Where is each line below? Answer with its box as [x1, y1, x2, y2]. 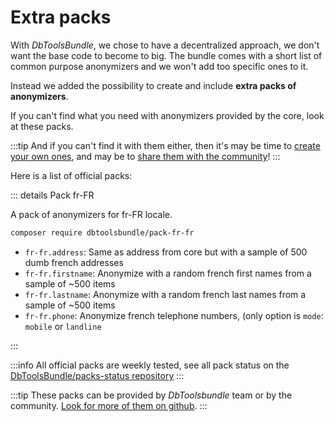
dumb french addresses [24, 256, 124, 268]
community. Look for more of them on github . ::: [10, 399, 208, 411]
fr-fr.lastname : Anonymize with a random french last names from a [24, 288, 307, 300]
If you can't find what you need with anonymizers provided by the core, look [10, 109, 325, 121]
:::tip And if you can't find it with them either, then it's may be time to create [10, 139, 321, 151]
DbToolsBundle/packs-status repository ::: [10, 369, 185, 381]
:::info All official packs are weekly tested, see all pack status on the [10, 359, 290, 371]
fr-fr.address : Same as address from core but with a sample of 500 [24, 246, 308, 258]
